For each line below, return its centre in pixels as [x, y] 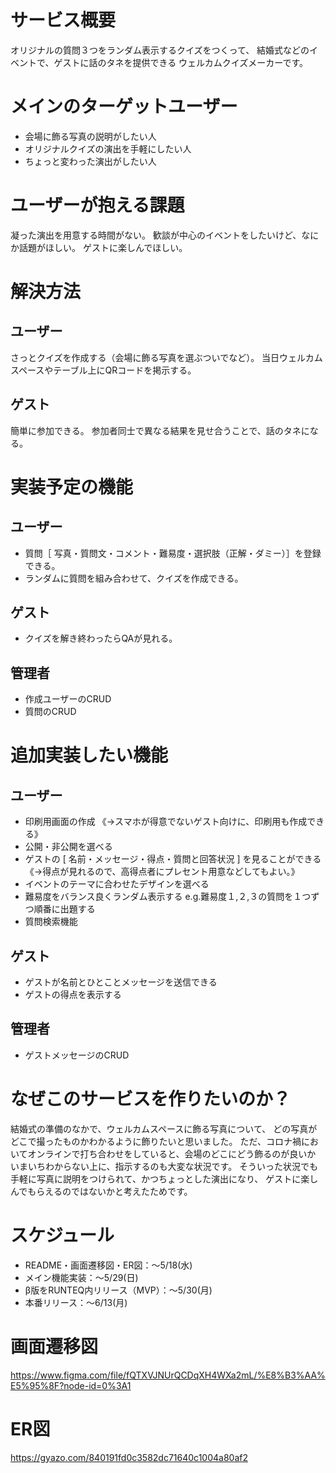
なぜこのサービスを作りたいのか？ [151, 1099]
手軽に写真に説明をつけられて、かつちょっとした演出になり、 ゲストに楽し [164, 1178]
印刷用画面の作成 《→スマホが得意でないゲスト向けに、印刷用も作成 [166, 822]
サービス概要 [63, 20]
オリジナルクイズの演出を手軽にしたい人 [108, 148]
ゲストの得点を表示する [73, 995]
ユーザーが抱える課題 [97, 205]
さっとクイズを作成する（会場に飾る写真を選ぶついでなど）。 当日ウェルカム [166, 357]
